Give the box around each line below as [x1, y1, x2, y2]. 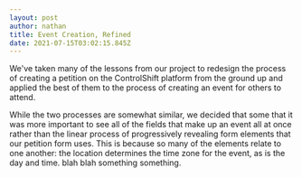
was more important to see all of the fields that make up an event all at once [9, 119, 292, 130]
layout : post [9, 13, 59, 23]
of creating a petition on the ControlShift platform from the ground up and [9, 73, 283, 84]
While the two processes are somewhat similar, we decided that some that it [9, 109, 294, 120]
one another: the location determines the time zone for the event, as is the [9, 148, 286, 159]
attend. [9, 92, 36, 103]
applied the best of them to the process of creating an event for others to [9, 82, 282, 93]
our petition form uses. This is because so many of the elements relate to [9, 138, 282, 149]
